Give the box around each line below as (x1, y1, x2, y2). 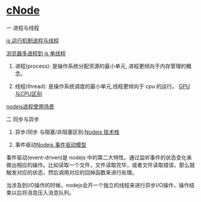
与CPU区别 (14, 90, 42, 97)
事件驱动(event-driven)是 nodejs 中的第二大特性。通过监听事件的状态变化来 (6, 153, 193, 161)
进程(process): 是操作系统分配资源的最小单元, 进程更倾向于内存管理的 (14, 62, 187, 70)
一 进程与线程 (6, 24, 39, 31)
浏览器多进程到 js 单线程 (6, 49, 66, 57)
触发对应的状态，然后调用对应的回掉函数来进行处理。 (6, 168, 138, 176)
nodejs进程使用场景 (6, 102, 55, 110)
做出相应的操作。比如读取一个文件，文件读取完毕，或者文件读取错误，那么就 (6, 161, 195, 168)
